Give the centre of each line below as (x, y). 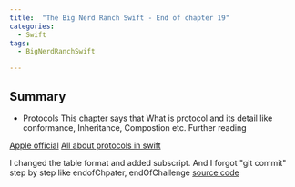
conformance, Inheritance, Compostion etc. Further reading (135, 127)
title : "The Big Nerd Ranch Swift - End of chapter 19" (120, 18)
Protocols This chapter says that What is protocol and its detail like (147, 118)
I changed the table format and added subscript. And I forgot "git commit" (148, 162)
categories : (32, 26)
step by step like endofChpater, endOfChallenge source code (124, 172)
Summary (38, 96)
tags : (20, 43)
